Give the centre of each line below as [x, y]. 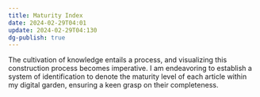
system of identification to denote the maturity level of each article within [128, 76]
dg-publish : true [37, 37]
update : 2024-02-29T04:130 [53, 30]
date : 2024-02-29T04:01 [48, 23]
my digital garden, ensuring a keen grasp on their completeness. [113, 85]
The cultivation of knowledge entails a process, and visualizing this [118, 60]
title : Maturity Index [46, 15]
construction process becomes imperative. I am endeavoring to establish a [130, 69]
